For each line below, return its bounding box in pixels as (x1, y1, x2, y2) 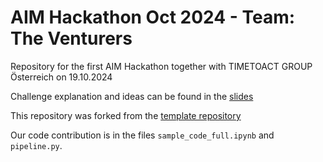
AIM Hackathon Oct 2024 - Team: (10, 6, 296, 29)
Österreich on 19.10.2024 (10, 71, 113, 83)
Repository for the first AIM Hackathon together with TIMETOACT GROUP (10, 60, 313, 72)
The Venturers (10, 27, 133, 50)
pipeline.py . (10, 139, 63, 151)
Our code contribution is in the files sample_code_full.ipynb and (10, 129, 275, 141)
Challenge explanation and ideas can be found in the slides (10, 90, 254, 102)
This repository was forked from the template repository (10, 109, 242, 121)
